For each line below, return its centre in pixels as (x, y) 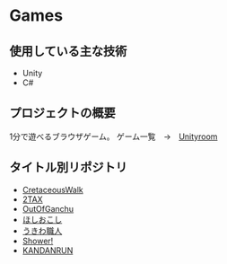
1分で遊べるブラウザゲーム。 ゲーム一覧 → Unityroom (113, 136)
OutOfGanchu (48, 208)
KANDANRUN (48, 250)
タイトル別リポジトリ (68, 167)
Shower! (38, 241)
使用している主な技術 (68, 51)
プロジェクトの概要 (62, 113)
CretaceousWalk (52, 189)
